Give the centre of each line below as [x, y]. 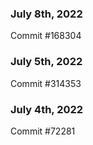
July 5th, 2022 [46, 62]
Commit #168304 [46, 36]
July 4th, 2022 [47, 109]
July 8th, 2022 [46, 14]
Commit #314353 [46, 83]
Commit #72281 [43, 131]
